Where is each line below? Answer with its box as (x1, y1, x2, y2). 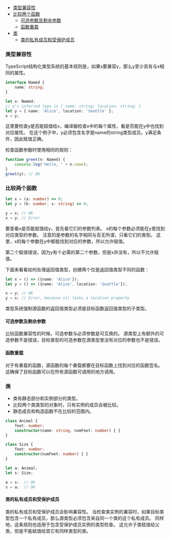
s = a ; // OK (5, 485, 36, 490)
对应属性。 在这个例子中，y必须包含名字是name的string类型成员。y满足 (5, 129, 157, 136)
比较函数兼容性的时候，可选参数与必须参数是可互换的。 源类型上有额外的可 (5, 330, 164, 337)
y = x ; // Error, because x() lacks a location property (5, 295, 130, 301)
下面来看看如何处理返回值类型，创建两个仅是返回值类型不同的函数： (5, 266, 149, 272)
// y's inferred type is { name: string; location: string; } (5, 103, 141, 109)
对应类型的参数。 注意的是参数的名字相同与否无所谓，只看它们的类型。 (5, 232, 155, 238)
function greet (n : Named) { (5, 157, 66, 162)
